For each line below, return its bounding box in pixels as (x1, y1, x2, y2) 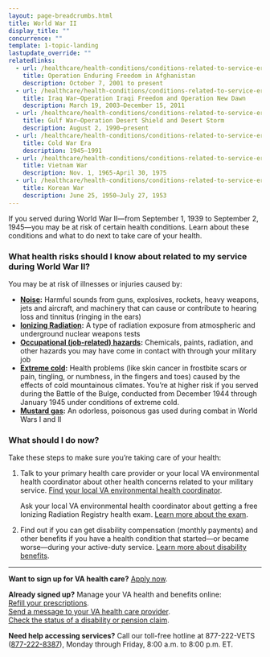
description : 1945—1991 (22, 147, 103, 155)
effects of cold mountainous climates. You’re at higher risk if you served (19, 380, 259, 390)
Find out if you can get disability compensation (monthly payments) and (19, 525, 259, 535)
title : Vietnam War (22, 162, 88, 170)
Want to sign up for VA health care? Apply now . (8, 574, 168, 584)
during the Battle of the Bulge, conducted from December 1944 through (19, 388, 257, 399)
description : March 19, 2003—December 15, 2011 (22, 101, 185, 109)
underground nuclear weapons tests (19, 328, 141, 338)
